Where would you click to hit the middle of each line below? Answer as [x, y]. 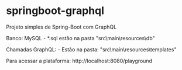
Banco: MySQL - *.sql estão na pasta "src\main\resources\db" [80, 38]
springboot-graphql [55, 11]
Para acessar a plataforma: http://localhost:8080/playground [79, 61]
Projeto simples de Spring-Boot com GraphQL [61, 27]
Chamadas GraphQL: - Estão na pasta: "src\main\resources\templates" [91, 49]
